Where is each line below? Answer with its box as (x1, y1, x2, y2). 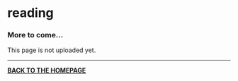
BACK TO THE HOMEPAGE (7, 66, 86, 75)
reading (7, 5, 55, 21)
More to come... (7, 30, 64, 40)
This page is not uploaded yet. (7, 46, 96, 54)
